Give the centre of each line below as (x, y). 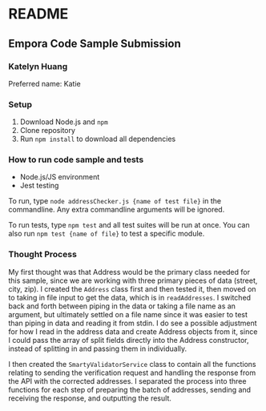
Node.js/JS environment (60, 177)
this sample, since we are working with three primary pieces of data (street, (133, 280)
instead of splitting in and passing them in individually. (98, 349)
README (38, 14)
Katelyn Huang (38, 66)
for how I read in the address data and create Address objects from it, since (133, 331)
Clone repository (48, 131)
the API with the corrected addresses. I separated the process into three (127, 381)
